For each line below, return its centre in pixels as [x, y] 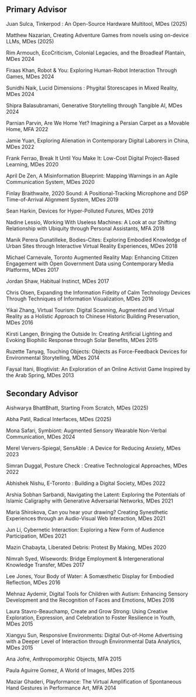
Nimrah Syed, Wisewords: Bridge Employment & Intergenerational [85, 558]
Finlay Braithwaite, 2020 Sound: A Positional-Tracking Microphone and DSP [97, 193]
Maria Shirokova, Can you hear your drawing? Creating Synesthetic [87, 512]
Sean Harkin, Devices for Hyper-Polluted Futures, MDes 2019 [80, 211]
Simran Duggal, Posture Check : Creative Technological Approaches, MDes [97, 466]
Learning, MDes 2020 [32, 164]
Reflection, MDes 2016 [33, 582]
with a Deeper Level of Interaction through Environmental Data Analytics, [94, 641]
